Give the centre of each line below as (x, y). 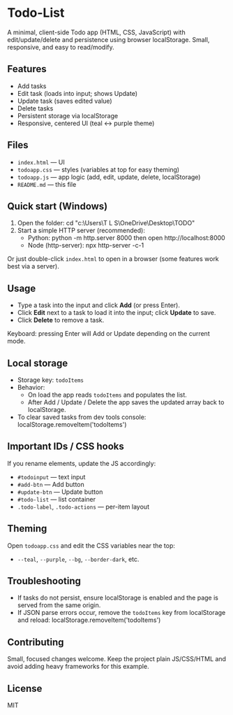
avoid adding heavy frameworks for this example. (78, 667)
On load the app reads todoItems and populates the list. (107, 395)
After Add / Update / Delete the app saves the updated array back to (126, 402)
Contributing (36, 642)
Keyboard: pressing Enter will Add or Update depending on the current (109, 334)
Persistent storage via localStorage (68, 115)
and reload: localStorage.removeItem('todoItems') (89, 620)
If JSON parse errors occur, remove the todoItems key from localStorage (121, 613)
